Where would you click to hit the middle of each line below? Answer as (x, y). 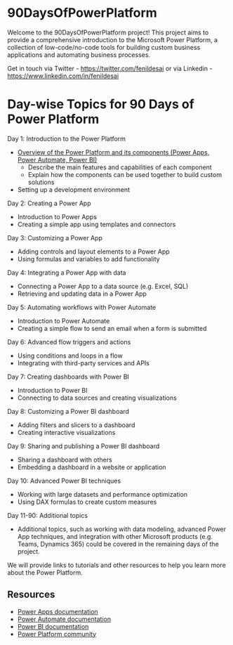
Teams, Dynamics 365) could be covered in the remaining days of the (118, 544)
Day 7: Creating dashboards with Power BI (68, 377)
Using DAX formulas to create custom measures (87, 502)
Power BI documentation (53, 626)
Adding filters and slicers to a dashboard (76, 425)
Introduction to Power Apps (57, 216)
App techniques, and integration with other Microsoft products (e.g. (115, 536)
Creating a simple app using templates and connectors (96, 224)
